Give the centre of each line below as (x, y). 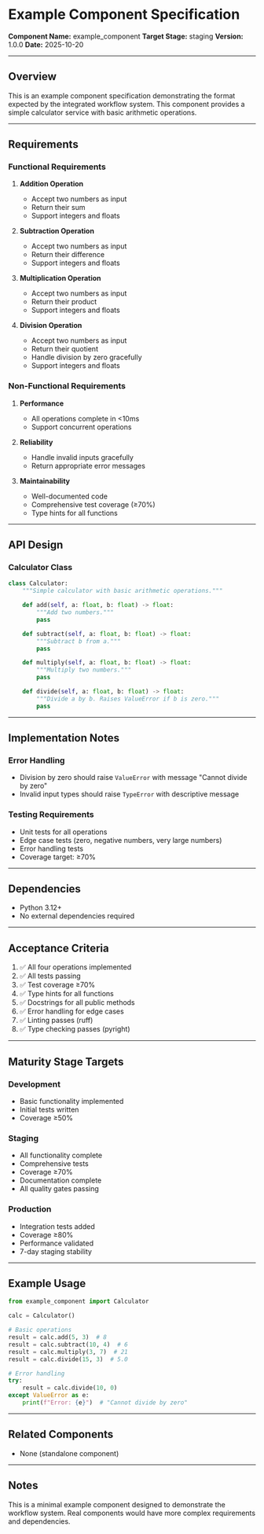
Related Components (61, 1435)
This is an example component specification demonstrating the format (122, 95)
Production (30, 1209)
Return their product (64, 302)
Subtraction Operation (57, 231)
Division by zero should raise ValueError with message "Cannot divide (133, 778)
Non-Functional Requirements (67, 386)
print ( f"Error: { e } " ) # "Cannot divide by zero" (105, 1403)
